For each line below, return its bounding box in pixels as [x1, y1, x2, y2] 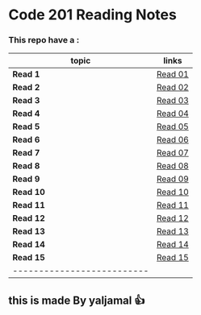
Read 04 [156, 108, 190, 119]
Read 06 [156, 135, 190, 146]
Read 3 [12, 95, 40, 106]
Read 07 [156, 147, 190, 159]
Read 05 [156, 121, 190, 132]
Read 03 [156, 95, 190, 106]
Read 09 [156, 173, 190, 184]
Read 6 [12, 135, 40, 146]
